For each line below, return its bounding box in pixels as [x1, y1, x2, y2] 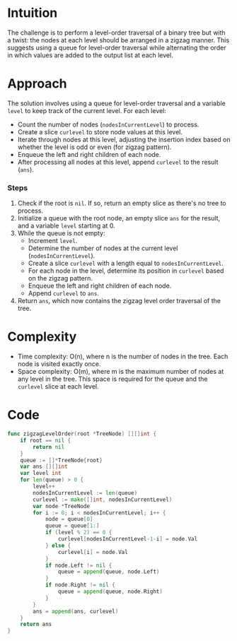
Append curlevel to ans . [28, 289, 99, 298]
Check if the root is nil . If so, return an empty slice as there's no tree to [17, 199, 226, 208]
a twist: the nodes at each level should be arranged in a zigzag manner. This [7, 35, 230, 44]
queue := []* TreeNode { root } [20, 457, 103, 464]
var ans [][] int [20, 463, 69, 471]
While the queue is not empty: [17, 229, 105, 237]
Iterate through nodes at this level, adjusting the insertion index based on [17, 135, 231, 143]
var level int [20, 470, 62, 477]
